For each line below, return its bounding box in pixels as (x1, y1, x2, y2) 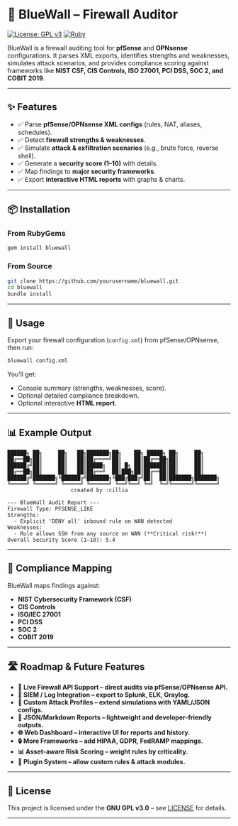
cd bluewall (7, 284, 42, 291)
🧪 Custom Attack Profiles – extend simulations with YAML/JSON (17, 698, 210, 707)
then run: (7, 344, 34, 352)
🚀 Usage (7, 317, 45, 329)
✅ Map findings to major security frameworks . (17, 167, 156, 175)
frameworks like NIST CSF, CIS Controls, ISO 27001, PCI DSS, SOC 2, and (7, 66, 224, 75)
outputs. (17, 721, 44, 729)
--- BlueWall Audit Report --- (7, 499, 100, 506)
